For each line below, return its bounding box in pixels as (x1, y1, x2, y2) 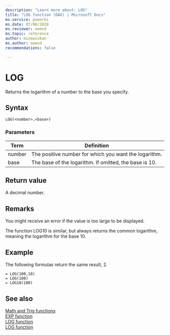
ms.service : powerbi (5, 17, 49, 22)
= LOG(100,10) (5, 271, 36, 277)
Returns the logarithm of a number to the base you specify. (5, 89, 129, 95)
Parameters (5, 128, 35, 136)
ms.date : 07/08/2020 (5, 21, 49, 27)
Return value (5, 176, 47, 185)
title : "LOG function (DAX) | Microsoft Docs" (5, 12, 106, 17)
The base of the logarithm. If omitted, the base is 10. (31, 159, 157, 166)
